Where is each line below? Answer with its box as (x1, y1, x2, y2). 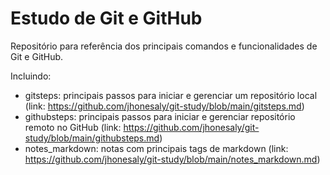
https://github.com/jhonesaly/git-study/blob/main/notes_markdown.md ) (24, 153, 321, 165)
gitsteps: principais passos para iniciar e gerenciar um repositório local (24, 89, 318, 101)
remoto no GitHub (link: (24, 121, 122, 133)
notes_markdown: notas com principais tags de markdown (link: (24, 142, 289, 154)
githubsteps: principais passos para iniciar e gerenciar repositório (24, 110, 296, 122)
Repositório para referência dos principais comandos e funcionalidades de (10, 40, 318, 52)
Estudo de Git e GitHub (10, 7, 203, 30)
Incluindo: (10, 70, 52, 82)
